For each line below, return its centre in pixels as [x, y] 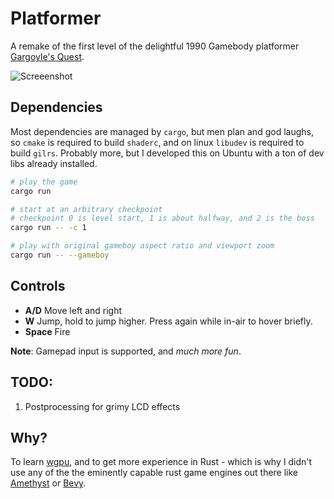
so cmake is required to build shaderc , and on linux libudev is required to [157, 142]
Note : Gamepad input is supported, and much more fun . [126, 351]
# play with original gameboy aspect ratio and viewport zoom [142, 246]
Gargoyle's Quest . [47, 56]
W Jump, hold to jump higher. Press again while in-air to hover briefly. [168, 321]
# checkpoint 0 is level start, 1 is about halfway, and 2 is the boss [162, 218]
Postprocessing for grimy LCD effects [102, 406]
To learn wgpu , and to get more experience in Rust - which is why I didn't [161, 462]
